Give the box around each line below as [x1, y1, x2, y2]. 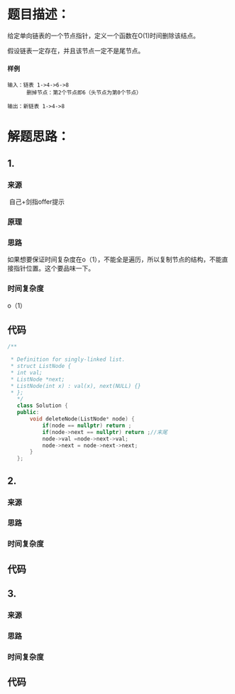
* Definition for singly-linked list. [10, 356, 126, 363]
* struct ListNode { [10, 363, 72, 370]
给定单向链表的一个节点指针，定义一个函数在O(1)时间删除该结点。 [7, 31, 200, 40]
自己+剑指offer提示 [9, 197, 65, 206]
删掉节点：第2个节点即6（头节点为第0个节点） [26, 90, 142, 97]
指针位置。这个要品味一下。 [13, 264, 94, 273]
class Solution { [16, 402, 69, 409]
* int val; [10, 369, 43, 376]
